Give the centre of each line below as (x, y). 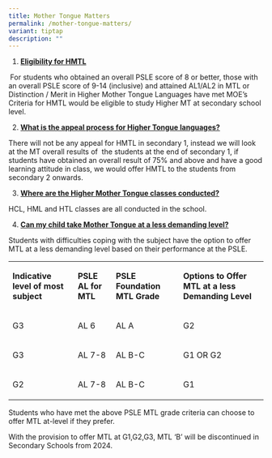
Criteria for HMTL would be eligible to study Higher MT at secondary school (135, 103)
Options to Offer (215, 276)
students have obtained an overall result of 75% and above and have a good (136, 161)
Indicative (32, 276)
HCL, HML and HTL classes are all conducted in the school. (108, 209)
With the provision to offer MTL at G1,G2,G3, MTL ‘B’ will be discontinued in (134, 437)
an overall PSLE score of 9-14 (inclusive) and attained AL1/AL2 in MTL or (129, 86)
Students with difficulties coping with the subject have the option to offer (130, 241)
